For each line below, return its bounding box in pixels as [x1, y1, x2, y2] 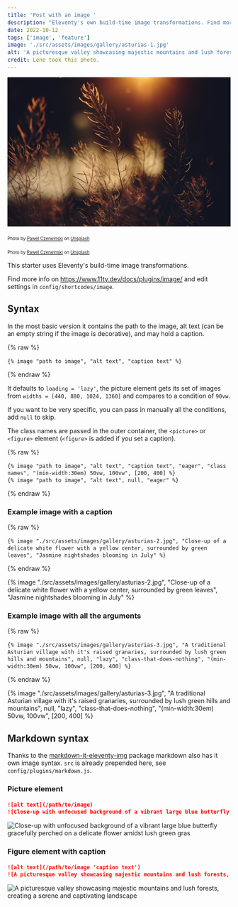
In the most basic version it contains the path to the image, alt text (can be [7, 322, 225, 330]
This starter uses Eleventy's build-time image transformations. [7, 261, 189, 270]
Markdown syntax [7, 732, 89, 744]
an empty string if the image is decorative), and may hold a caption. [7, 329, 205, 337]
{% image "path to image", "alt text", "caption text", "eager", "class [7, 462, 227, 469]
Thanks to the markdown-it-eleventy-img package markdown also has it [7, 751, 218, 760]
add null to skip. [7, 413, 57, 421]
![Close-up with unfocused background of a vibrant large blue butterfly [7, 808, 230, 816]
